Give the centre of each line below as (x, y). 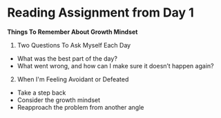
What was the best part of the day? (67, 58)
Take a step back (41, 92)
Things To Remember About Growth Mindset (73, 32)
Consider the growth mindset (59, 100)
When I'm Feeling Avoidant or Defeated (73, 79)
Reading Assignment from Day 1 (101, 13)
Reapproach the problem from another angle (80, 107)
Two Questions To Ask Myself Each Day (74, 45)
